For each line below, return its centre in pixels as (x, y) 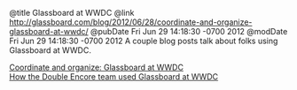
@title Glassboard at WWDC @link (72, 13)
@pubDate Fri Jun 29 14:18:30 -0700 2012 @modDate (189, 31)
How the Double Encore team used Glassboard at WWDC (114, 77)
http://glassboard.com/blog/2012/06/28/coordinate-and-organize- (131, 22)
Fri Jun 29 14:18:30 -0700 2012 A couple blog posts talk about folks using (144, 41)
